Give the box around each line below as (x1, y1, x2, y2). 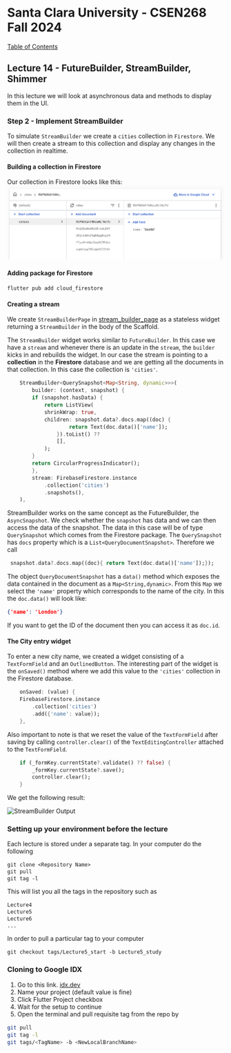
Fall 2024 (7, 19, 62, 35)
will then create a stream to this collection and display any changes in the (7, 140, 216, 148)
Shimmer (7, 73, 47, 85)
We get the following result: (7, 794, 86, 802)
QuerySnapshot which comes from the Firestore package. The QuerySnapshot (7, 531, 222, 539)
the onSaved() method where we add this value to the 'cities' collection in (7, 667, 221, 675)
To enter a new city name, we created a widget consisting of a (7, 652, 184, 661)
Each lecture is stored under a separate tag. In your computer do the (7, 840, 202, 848)
